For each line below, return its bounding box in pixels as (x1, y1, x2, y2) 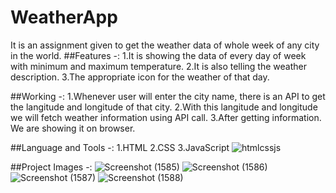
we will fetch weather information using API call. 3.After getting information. (10, 111, 322, 123)
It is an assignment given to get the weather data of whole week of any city (10, 39, 320, 51)
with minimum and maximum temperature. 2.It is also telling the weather (10, 60, 307, 72)
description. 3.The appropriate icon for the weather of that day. (10, 71, 270, 83)
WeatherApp (10, 6, 118, 29)
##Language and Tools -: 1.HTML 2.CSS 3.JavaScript (10, 141, 230, 153)
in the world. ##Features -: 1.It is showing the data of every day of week (10, 49, 307, 61)
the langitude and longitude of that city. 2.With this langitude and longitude (10, 101, 318, 113)
